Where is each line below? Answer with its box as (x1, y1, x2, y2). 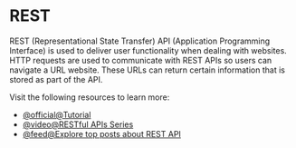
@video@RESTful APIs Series (22, 119, 134, 130)
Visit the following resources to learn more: (9, 92, 170, 103)
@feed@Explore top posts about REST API (22, 128, 181, 139)
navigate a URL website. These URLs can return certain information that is (9, 64, 285, 75)
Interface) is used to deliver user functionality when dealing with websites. (9, 44, 287, 55)
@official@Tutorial (22, 109, 91, 120)
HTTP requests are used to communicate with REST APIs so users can (9, 54, 272, 65)
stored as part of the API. (9, 74, 103, 84)
